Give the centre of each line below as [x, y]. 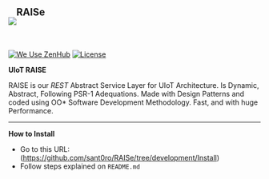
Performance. [31, 111]
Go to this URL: [45, 149]
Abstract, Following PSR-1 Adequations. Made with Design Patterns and [126, 94]
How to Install [32, 134]
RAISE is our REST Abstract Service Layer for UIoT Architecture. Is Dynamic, [134, 86]
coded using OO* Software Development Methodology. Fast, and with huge [133, 102]
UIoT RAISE [27, 70]
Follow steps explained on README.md [80, 166]
